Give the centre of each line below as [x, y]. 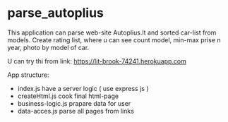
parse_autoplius [56, 13]
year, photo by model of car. [48, 47]
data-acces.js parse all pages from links [76, 111]
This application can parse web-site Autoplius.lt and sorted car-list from [112, 32]
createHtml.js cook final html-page [68, 96]
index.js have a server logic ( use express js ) [83, 88]
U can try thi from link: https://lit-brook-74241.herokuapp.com [97, 61]
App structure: [28, 75]
